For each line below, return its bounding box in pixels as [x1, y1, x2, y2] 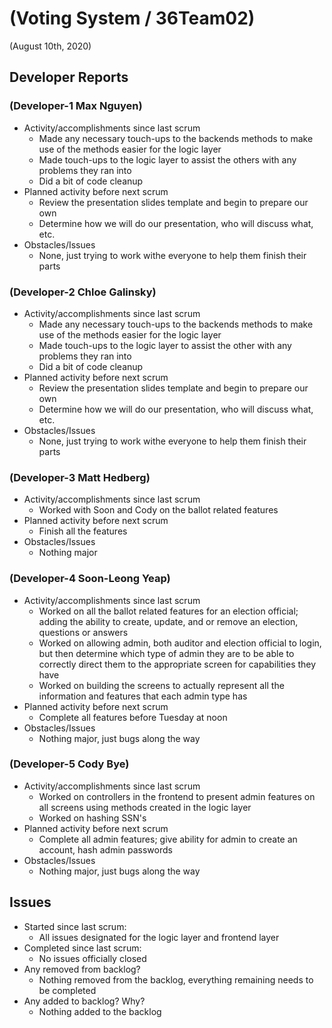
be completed [38, 984, 97, 996]
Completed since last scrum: [23, 942, 142, 954]
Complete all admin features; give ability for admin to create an [38, 833, 298, 845]
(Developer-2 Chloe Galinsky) [9, 285, 157, 299]
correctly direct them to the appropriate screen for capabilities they [38, 658, 317, 670]
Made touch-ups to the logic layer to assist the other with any [38, 339, 292, 351]
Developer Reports [9, 69, 129, 86]
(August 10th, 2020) [9, 40, 92, 52]
